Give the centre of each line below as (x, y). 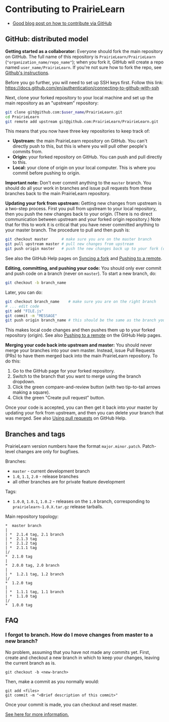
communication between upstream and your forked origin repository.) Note (83, 219)
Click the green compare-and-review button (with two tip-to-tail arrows (87, 387)
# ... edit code (22, 306)
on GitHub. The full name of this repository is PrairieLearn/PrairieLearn (80, 56)
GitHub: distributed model (47, 39)
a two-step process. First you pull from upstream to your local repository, (81, 209)
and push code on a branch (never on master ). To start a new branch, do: (81, 274)
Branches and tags (35, 434)
